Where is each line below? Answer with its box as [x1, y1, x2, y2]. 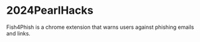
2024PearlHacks [6, 4, 94, 17]
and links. [6, 29, 30, 37]
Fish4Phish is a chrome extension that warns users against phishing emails [6, 23, 195, 31]
